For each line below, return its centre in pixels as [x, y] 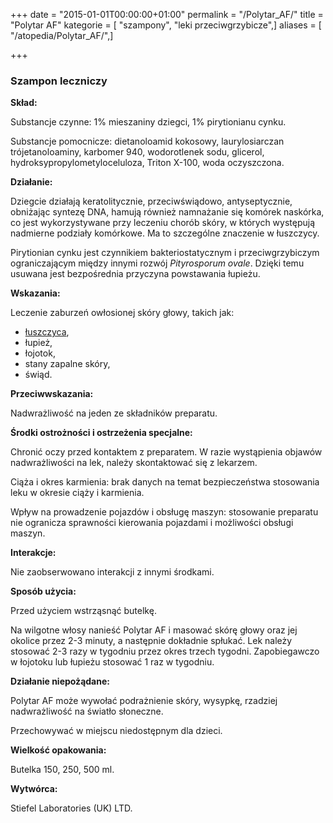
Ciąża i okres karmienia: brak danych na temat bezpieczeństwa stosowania [165, 482]
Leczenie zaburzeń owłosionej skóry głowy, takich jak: [122, 313]
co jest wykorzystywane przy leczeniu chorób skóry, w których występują [163, 223]
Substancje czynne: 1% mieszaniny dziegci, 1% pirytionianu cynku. [148, 122]
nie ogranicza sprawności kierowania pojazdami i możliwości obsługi [152, 523]
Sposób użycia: [43, 591]
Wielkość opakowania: [58, 750]
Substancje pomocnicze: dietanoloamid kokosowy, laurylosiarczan [147, 141]
